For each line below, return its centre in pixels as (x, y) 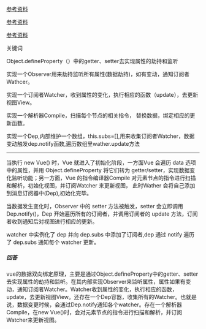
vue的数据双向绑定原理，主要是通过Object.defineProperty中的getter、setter (102, 274)
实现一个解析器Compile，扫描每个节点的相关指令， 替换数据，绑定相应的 (98, 115)
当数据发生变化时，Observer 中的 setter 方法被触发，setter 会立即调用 (95, 206)
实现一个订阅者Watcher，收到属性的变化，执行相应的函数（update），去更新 (102, 95)
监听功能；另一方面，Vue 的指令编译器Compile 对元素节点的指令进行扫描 (104, 178)
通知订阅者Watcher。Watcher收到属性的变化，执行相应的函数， (97, 289)
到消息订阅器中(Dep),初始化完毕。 (49, 193)
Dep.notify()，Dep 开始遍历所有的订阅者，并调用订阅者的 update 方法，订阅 (102, 214)
